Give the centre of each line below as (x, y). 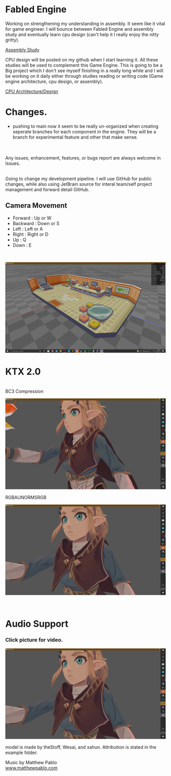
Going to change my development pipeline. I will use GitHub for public (78, 179)
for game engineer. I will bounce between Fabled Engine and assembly (79, 29)
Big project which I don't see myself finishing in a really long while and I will (84, 71)
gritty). (12, 40)
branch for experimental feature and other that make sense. (75, 137)
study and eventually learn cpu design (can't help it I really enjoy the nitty (82, 34)
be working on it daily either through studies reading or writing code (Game (84, 76)
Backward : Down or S (36, 223)
